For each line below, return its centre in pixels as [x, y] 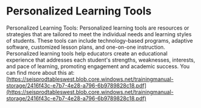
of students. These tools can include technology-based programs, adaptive [100, 40]
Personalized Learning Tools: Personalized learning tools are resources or [98, 28]
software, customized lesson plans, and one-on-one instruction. [86, 47]
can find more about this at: [41, 72]
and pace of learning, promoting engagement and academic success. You [98, 66]
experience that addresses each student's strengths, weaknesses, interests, [101, 60]
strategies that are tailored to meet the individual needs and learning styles [99, 34]
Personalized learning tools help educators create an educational [87, 53]
